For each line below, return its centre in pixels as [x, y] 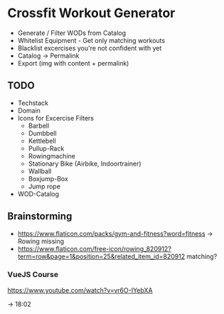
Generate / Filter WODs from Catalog [72, 33]
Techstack [33, 103]
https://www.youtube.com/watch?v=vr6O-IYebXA [80, 290]
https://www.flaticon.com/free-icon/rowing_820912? [95, 248]
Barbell [39, 126]
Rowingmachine [52, 156]
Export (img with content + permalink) [73, 63]
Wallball [40, 171]
